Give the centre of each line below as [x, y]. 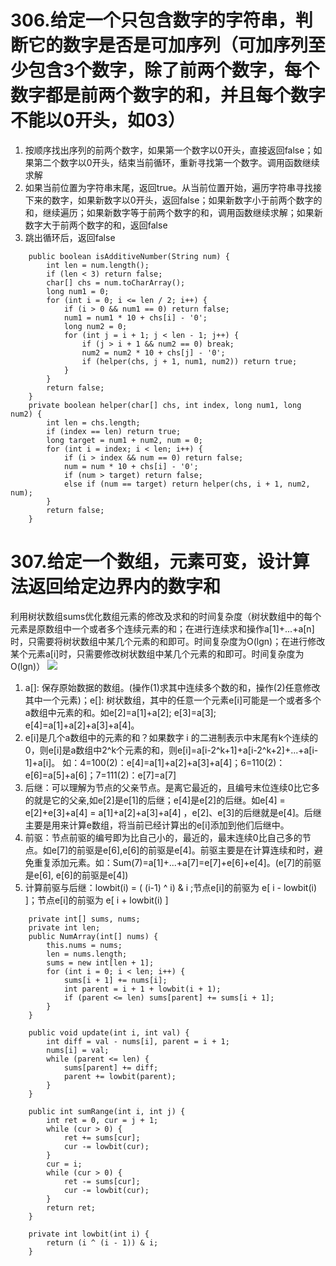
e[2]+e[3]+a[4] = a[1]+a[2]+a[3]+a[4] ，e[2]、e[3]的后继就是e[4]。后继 [173, 812]
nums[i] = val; [78, 1050]
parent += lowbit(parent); [120, 1076]
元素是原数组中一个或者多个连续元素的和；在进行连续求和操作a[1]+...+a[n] [162, 628]
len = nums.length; [87, 954]
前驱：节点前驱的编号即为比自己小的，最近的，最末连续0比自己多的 [163, 837]
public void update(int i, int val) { [109, 1032]
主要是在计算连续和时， [266, 850]
